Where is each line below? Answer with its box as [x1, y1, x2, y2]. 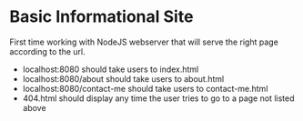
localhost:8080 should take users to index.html [22, 64, 199, 75]
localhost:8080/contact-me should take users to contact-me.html [22, 83, 268, 94]
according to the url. [9, 45, 86, 56]
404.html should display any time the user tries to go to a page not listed [22, 93, 295, 104]
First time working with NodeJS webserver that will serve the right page [9, 36, 279, 47]
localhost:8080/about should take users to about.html [22, 73, 225, 84]
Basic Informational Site [9, 6, 194, 27]
